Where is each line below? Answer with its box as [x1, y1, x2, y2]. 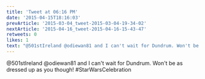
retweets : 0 [6, 32, 37, 38]
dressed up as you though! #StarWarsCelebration [6, 66, 132, 73]
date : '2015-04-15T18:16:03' [6, 15, 81, 21]
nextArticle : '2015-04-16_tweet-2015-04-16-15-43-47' [6, 26, 147, 32]
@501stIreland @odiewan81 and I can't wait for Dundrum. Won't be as [6, 59, 183, 67]
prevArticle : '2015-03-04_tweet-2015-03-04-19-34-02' [6, 20, 147, 26]
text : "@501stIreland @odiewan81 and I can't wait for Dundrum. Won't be [6, 43, 199, 49]
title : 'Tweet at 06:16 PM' [6, 9, 79, 15]
